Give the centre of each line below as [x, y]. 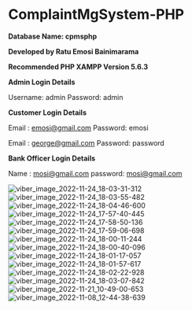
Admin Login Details [42, 82]
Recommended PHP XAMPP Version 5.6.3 [78, 66]
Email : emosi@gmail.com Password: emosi [78, 127]
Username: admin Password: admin [66, 97]
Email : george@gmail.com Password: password [87, 142]
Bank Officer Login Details [52, 158]
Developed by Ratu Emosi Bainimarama [74, 51]
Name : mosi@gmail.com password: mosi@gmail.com [95, 173]
